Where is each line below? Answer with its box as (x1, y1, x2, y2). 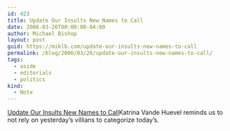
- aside (13, 63, 37, 70)
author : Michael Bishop (7, 30, 78, 37)
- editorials (13, 69, 52, 76)
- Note (13, 89, 33, 96)
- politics (13, 75, 46, 83)
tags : (7, 56, 23, 63)
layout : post (7, 37, 46, 44)
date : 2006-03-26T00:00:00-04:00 (7, 23, 106, 30)
